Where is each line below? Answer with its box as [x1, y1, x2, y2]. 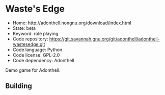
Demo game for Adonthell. [5, 67, 61, 73]
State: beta [12, 25, 36, 31]
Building [5, 82, 32, 90]
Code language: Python [12, 46, 63, 53]
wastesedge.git [12, 41, 45, 47]
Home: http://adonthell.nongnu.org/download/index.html [12, 20, 131, 26]
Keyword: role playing [12, 30, 59, 36]
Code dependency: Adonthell [12, 57, 75, 63]
